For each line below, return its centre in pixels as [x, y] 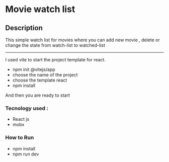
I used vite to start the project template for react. [55, 60]
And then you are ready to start [38, 95]
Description [24, 28]
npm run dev [26, 154]
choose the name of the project [45, 75]
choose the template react [40, 80]
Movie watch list [40, 9]
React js [21, 119]
